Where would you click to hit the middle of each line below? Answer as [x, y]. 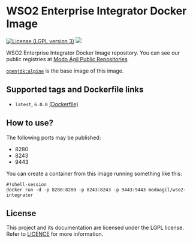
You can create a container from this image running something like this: [94, 173]
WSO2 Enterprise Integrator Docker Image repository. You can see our [93, 53]
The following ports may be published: [54, 137]
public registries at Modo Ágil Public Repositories [67, 59]
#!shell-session [26, 184]
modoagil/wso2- [167, 190]
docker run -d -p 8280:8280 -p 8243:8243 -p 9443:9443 [76, 190]
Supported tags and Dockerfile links [75, 90]
